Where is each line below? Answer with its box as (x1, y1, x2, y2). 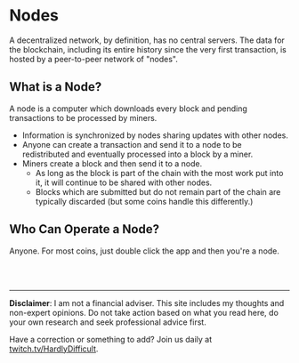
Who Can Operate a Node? (9, 222, 160, 237)
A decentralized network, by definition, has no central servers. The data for (9, 35, 285, 45)
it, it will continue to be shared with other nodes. (35, 177, 213, 188)
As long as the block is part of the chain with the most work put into (35, 167, 284, 178)
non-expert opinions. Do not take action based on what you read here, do (9, 307, 279, 318)
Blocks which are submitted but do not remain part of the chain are (35, 186, 281, 197)
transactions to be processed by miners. (9, 112, 158, 123)
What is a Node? (9, 79, 102, 94)
